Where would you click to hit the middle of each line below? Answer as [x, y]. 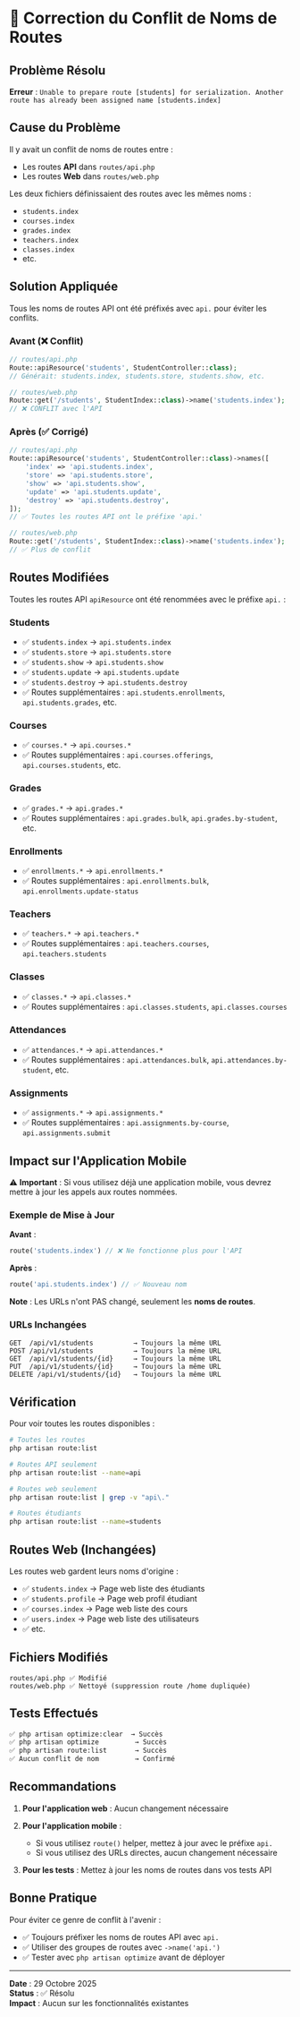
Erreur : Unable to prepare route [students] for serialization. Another [146, 92]
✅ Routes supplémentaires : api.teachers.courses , [116, 944]
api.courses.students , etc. [71, 765]
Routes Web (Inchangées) [83, 1549]
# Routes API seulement [54, 1464]
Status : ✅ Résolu [42, 1993]
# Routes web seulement [54, 1489]
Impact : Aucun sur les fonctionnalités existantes [99, 2003]
